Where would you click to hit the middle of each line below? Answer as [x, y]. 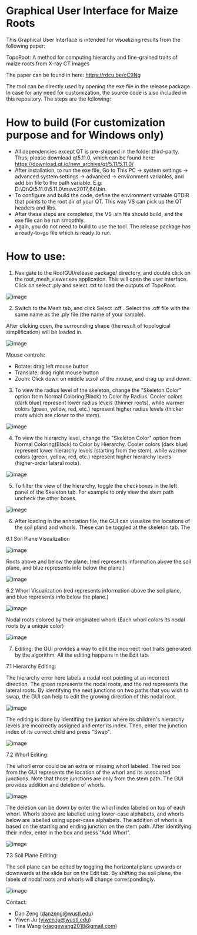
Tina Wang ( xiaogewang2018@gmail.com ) [66, 926]
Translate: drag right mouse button [57, 372]
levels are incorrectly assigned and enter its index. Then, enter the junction [97, 726]
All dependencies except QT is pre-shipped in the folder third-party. [97, 151]
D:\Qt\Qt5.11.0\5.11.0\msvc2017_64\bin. [61, 189]
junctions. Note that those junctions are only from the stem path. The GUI [95, 778]
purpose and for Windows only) [85, 135]
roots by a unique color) [35, 625]
